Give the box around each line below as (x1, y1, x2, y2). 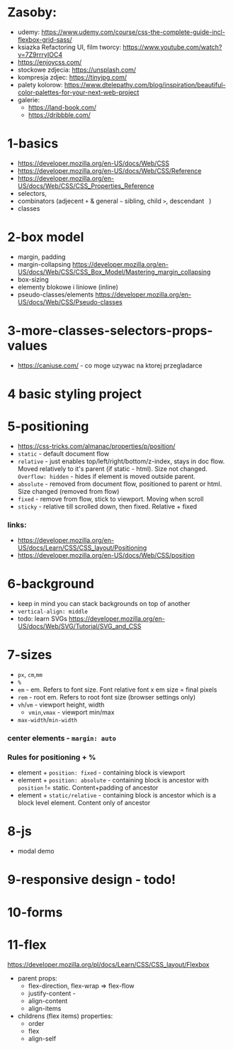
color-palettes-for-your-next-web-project (17, 88, 140, 96)
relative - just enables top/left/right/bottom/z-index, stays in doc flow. (17, 457, 225, 465)
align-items (28, 1004, 62, 1012)
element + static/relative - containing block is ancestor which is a (17, 791, 217, 800)
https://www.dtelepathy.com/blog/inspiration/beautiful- (64, 80, 226, 89)
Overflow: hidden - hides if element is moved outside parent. (17, 472, 196, 480)
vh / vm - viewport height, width (17, 700, 105, 709)
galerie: (17, 95, 40, 104)
